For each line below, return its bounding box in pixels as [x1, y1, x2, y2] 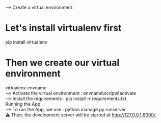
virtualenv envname [5, 84, 47, 91]
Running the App [5, 101, 41, 107]
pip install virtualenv [5, 39, 47, 45]
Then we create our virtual [5, 57, 120, 68]
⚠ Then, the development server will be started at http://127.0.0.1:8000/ [5, 112, 156, 118]
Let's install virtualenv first [5, 22, 122, 34]
